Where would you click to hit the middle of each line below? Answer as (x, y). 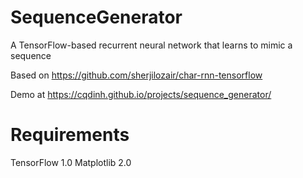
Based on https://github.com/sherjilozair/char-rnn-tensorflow (136, 75)
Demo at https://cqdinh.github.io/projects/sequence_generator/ (141, 94)
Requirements (70, 135)
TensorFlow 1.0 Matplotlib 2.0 (71, 162)
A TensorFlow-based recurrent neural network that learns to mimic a (151, 45)
